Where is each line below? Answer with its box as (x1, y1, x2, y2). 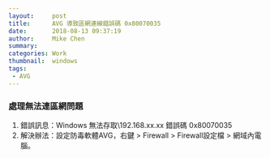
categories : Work (8, 49, 67, 58)
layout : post (8, 11, 67, 20)
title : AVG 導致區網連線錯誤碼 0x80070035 (8, 19, 161, 28)
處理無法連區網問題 (8, 100, 84, 112)
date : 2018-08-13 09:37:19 (8, 27, 122, 35)
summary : (8, 42, 38, 50)
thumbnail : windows (8, 58, 79, 66)
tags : (8, 65, 27, 73)
